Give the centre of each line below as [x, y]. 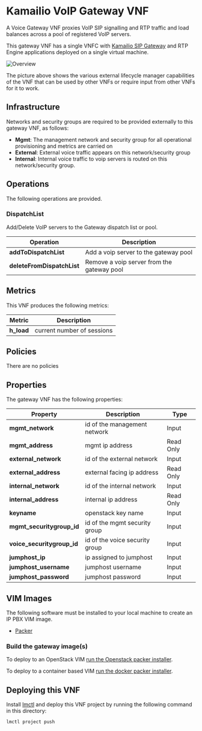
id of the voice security [118, 540]
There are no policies [32, 366]
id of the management [116, 424]
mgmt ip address [109, 445]
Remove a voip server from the [129, 262]
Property [44, 414]
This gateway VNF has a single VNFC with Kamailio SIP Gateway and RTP [97, 46]
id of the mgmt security [118, 523]
